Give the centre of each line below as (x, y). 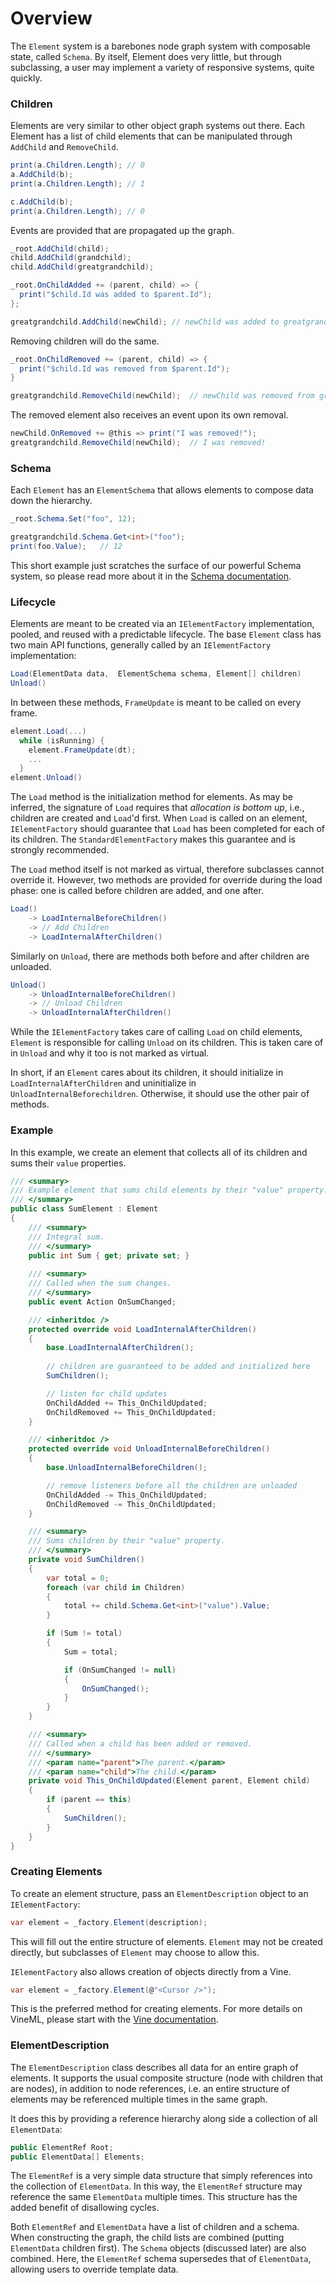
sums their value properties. (68, 1163)
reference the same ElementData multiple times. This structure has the (154, 2197)
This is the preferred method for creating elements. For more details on (156, 2009)
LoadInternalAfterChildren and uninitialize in (103, 1083)
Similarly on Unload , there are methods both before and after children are (160, 956)
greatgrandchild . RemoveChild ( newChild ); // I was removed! (138, 443)
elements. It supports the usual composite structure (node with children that (167, 2078)
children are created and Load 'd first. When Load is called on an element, (159, 818)
